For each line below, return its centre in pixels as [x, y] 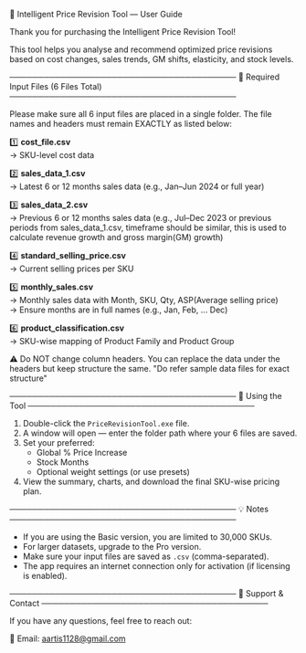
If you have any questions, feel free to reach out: [101, 621]
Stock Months [63, 462]
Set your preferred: [58, 442]
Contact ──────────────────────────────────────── [139, 603]
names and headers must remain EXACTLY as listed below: [121, 124]
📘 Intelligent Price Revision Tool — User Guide [96, 14]
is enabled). [45, 576]
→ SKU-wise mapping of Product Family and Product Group [122, 341]
